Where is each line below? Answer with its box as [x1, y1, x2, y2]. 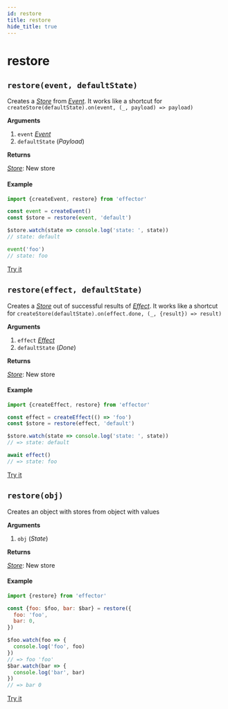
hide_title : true [7, 23, 58, 30]
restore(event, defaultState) [7, 80, 138, 90]
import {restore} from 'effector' [7, 592, 107, 599]
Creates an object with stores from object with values [7, 507, 160, 516]
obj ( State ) [17, 534, 49, 543]
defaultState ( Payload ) [17, 137, 85, 146]
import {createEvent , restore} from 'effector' [7, 195, 148, 202]
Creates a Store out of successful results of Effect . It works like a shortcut [7, 301, 218, 310]
